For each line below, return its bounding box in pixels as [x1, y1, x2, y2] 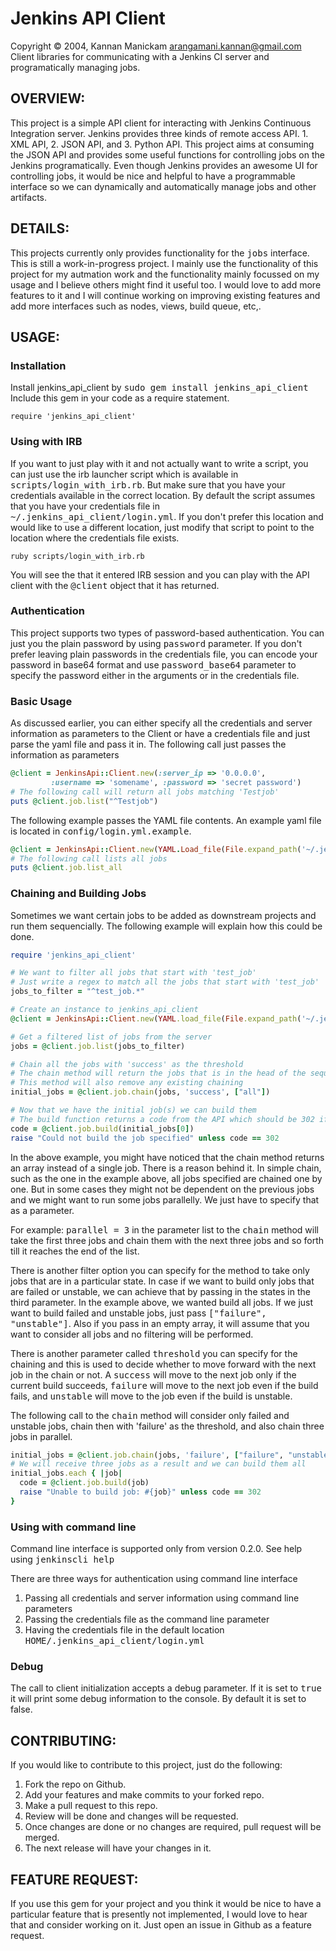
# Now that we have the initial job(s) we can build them [10, 1105, 257, 1116]
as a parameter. [10, 1204, 75, 1216]
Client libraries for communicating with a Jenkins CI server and [10, 50, 270, 62]
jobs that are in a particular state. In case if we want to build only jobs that [10, 1275, 315, 1287]
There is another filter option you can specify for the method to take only [10, 1264, 310, 1276]
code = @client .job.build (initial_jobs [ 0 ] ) [10, 1123, 195, 1134]
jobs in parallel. [10, 1430, 73, 1442]
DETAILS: [10, 220, 70, 237]
